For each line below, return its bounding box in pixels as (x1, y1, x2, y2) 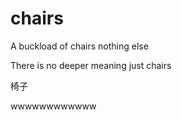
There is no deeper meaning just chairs (10, 59, 172, 71)
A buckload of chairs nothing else (10, 40, 149, 52)
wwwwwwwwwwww (10, 100, 97, 112)
